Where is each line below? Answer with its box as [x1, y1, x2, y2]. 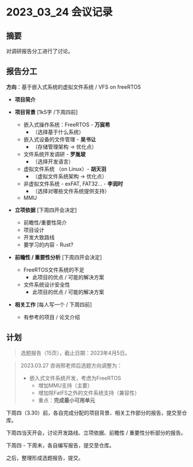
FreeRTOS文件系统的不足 [23, 266, 85, 273]
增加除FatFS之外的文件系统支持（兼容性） [38, 389, 140, 396]
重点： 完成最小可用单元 [38, 397, 95, 404]
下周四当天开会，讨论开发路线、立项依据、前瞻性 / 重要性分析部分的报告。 [6, 429, 187, 436]
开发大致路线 [23, 234, 55, 241]
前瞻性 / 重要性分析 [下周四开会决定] [14, 254, 102, 261]
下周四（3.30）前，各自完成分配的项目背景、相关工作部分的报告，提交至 [6, 409, 182, 416]
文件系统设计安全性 [23, 281, 71, 288]
